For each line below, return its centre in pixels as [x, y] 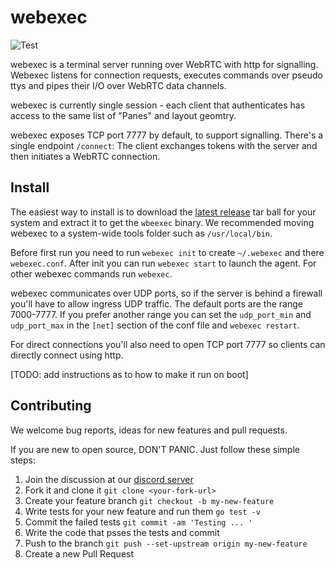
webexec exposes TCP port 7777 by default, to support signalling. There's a [167, 135]
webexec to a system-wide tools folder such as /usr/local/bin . [141, 233]
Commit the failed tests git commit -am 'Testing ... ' [138, 522]
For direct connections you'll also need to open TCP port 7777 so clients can [168, 344]
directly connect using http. [67, 355]
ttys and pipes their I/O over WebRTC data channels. [118, 85]
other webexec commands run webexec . [91, 273]
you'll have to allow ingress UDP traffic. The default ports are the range [156, 303]
